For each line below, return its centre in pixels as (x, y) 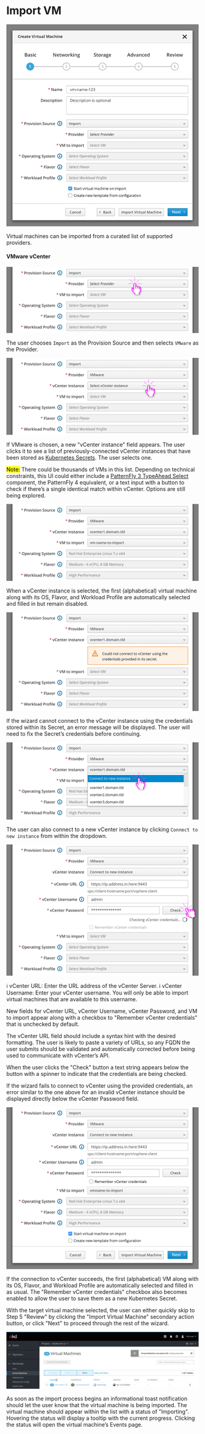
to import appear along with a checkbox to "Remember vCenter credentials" (102, 1017)
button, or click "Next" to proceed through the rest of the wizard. (88, 1323)
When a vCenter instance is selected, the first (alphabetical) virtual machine (102, 591)
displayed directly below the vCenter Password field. (73, 1099)
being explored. (26, 495)
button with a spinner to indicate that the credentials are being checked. (97, 1074)
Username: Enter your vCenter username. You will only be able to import (97, 993)
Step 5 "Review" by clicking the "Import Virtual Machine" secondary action (100, 1316)
